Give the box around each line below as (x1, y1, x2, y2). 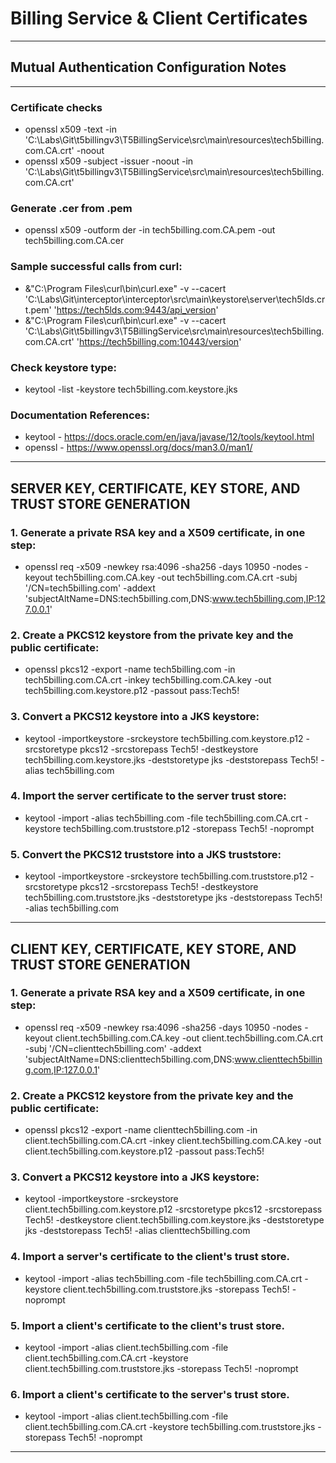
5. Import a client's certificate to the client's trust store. (10, 1318, 285, 1332)
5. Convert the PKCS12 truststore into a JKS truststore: (10, 847, 282, 861)
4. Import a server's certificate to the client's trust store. (10, 1250, 291, 1264)
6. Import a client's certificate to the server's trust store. (10, 1387, 290, 1401)
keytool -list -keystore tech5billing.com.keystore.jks (24, 383, 238, 395)
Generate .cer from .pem (10, 201, 133, 215)
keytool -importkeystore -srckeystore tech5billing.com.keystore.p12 (24, 732, 304, 744)
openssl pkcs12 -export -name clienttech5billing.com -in (24, 1124, 258, 1136)
